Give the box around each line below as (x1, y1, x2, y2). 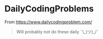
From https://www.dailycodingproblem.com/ (4, 19, 92, 25)
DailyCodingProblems (4, 3, 94, 14)
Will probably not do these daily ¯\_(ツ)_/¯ (16, 29, 99, 34)
